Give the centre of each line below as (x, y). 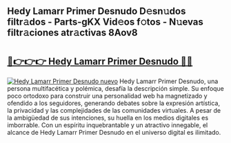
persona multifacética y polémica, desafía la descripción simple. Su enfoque (115, 88)
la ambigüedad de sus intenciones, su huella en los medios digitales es (108, 118)
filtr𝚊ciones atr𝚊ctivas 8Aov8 (72, 33)
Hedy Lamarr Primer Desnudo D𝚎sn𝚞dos (97, 11)
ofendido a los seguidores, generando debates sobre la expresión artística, (114, 103)
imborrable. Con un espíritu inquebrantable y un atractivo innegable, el (108, 125)
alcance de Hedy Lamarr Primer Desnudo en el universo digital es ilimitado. (114, 132)
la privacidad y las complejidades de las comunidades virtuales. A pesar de (114, 110)
